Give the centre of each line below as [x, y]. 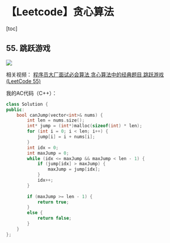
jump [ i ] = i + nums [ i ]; [66, 137]
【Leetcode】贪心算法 [60, 12]
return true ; [53, 202]
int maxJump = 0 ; [48, 153]
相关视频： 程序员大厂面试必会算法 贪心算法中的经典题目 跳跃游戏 [85, 74]
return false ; [54, 218]
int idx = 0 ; [43, 147]
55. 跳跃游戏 [28, 48]
